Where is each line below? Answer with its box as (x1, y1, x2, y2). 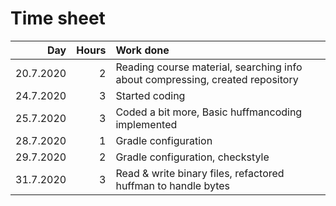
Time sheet (10, 7, 106, 30)
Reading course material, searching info (115, 60, 303, 74)
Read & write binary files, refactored (115, 166, 285, 180)
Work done (115, 43, 170, 57)
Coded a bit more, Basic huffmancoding (115, 105, 303, 119)
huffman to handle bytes (115, 178, 231, 192)
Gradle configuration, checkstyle (115, 150, 270, 164)
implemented (115, 117, 178, 131)
